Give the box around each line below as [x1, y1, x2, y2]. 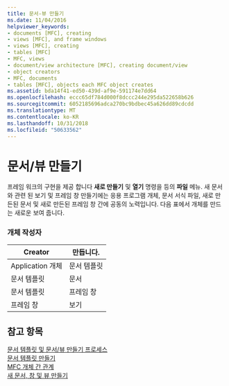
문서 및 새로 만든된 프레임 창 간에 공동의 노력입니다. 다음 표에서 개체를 [19, 200, 209, 208]
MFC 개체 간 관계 [7, 362, 54, 371]
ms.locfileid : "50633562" [7, 126, 82, 133]
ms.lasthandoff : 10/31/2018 [7, 119, 89, 127]
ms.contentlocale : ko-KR [7, 113, 79, 120]
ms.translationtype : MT [7, 107, 76, 114]
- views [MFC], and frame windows [7, 36, 108, 43]
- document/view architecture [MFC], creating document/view [7, 62, 188, 69]
